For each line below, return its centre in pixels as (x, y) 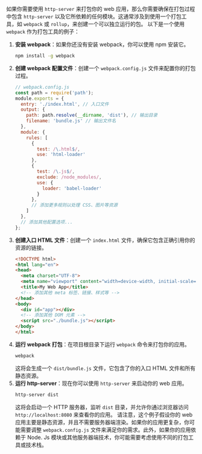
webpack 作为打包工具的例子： (43, 31)
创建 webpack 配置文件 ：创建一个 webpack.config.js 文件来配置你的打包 (105, 68)
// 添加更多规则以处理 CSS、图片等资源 (74, 205)
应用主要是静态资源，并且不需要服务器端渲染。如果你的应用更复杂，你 (102, 422)
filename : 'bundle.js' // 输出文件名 (71, 121)
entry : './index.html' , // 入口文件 (65, 104)
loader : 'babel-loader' (72, 188)
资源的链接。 (31, 247)
